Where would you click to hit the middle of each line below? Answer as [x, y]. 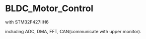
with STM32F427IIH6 [27, 22]
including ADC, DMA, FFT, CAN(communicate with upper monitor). [73, 31]
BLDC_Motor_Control [49, 9]
